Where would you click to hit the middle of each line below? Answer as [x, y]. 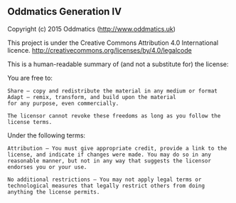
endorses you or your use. [47, 167]
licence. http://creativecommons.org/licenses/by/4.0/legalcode [100, 50]
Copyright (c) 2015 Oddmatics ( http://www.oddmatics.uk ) [92, 28]
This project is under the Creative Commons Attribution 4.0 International [113, 43]
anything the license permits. [54, 192]
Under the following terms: [47, 135]
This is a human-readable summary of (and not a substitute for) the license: [118, 64]
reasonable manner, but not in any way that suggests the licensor [109, 161]
